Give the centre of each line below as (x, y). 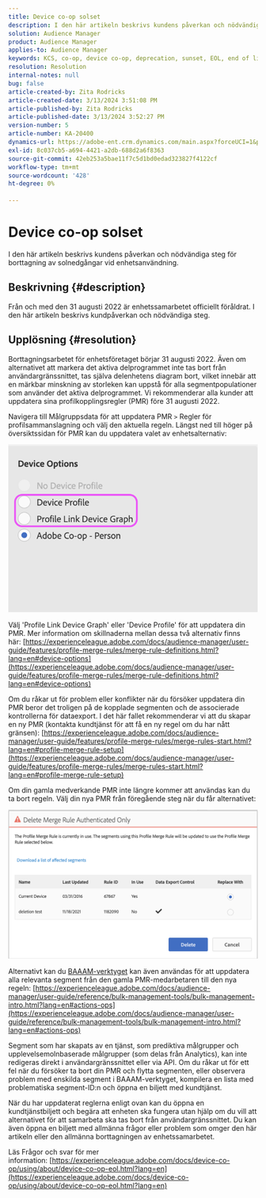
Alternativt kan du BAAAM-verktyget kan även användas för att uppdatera (129, 972)
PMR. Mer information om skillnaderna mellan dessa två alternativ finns (124, 633)
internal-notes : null (44, 75)
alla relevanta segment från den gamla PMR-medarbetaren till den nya (123, 980)
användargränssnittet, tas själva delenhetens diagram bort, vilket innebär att (132, 375)
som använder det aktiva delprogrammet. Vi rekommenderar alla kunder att (131, 393)
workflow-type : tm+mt (44, 167)
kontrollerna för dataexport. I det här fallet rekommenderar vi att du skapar (129, 716)
